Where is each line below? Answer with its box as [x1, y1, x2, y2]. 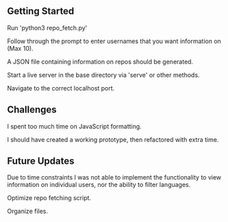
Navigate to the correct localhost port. [7, 84, 115, 92]
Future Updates [7, 156, 75, 167]
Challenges [7, 104, 57, 116]
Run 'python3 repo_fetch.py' [7, 23, 88, 32]
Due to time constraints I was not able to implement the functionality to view [7, 173, 222, 182]
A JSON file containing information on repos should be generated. [7, 58, 194, 66]
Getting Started [7, 5, 75, 17]
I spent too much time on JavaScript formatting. [7, 122, 142, 130]
